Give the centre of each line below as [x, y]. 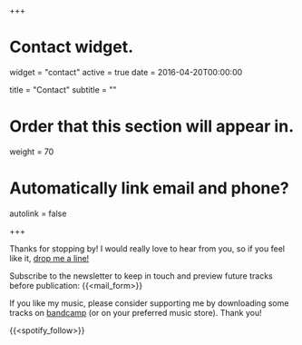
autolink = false [38, 213]
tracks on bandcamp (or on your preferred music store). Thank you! [136, 312]
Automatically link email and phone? [149, 188]
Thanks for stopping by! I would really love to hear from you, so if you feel [147, 248]
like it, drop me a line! [49, 258]
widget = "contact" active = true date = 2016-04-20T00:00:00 [126, 72]
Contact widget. [72, 47]
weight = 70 [32, 152]
